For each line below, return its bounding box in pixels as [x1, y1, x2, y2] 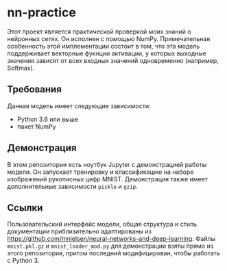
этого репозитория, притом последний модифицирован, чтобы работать [7, 249, 221, 257]
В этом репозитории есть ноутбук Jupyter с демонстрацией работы [7, 160, 207, 168]
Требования [7, 83, 62, 95]
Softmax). [7, 64, 35, 72]
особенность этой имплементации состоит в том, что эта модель [7, 42, 200, 50]
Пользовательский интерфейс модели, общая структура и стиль [7, 220, 198, 229]
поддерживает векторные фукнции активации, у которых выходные [7, 49, 207, 57]
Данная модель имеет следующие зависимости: [7, 101, 151, 110]
